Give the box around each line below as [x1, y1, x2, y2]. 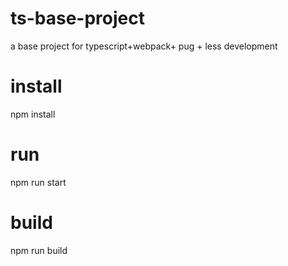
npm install [10, 108, 56, 120]
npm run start [10, 176, 67, 188]
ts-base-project [10, 7, 146, 30]
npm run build [10, 244, 68, 256]
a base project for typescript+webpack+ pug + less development [10, 40, 278, 52]
